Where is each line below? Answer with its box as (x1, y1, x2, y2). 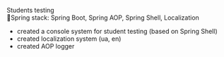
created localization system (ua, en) (16, 34, 122, 43)
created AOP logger (16, 42, 75, 50)
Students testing (6, 6, 54, 14)
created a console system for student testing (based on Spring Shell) (16, 27, 218, 35)
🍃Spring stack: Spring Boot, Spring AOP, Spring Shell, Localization (6, 13, 199, 22)
